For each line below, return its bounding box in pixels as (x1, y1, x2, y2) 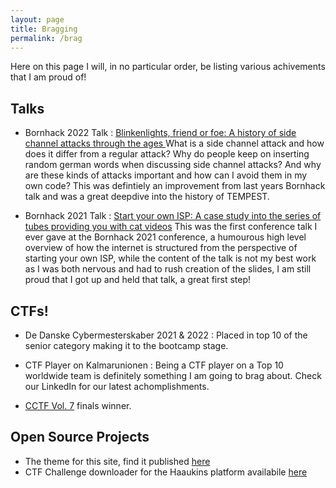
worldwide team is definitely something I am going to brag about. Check (24, 370, 322, 381)
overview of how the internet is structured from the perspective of (24, 242, 298, 254)
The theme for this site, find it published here (24, 455, 211, 467)
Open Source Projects (10, 429, 150, 446)
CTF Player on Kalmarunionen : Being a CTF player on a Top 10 (24, 359, 284, 371)
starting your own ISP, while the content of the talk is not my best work (24, 252, 317, 265)
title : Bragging (10, 24, 78, 34)
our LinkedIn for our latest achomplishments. (24, 381, 210, 392)
